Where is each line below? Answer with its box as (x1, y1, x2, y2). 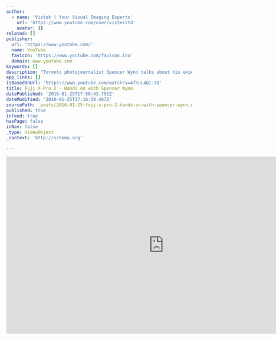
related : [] (6, 31, 35, 37)
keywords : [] (6, 63, 38, 70)
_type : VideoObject (6, 129, 54, 136)
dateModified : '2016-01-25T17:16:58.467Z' (6, 96, 112, 102)
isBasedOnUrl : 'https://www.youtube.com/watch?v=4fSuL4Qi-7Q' (6, 80, 162, 86)
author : (6, 8, 25, 15)
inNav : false (6, 124, 38, 130)
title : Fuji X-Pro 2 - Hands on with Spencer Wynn (6, 86, 133, 91)
